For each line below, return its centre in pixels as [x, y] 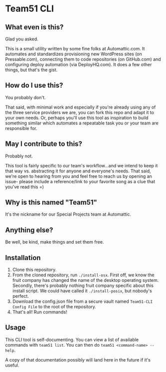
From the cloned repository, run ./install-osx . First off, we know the [83, 275]
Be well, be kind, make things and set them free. [55, 242]
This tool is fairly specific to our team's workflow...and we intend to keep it [82, 165]
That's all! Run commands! [40, 312]
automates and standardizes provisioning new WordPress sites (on [74, 54]
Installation [23, 258]
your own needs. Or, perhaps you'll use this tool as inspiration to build [77, 118]
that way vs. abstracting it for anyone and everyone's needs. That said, [78, 171]
